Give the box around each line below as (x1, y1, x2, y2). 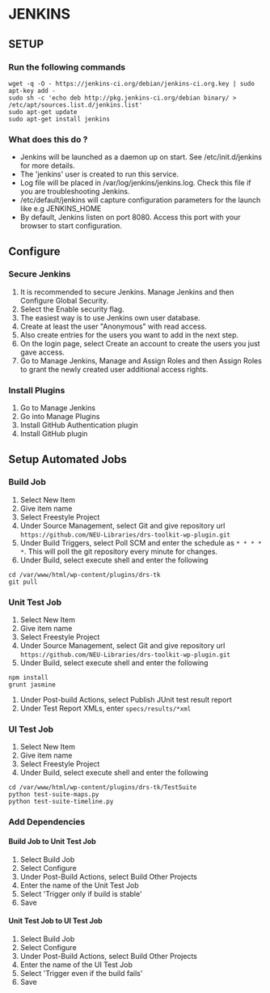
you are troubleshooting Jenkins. (19, 187, 130, 197)
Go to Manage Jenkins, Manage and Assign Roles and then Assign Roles (19, 355, 263, 365)
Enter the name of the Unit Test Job (19, 880, 139, 890)
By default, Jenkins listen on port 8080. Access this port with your (19, 212, 241, 223)
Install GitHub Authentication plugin (19, 420, 139, 430)
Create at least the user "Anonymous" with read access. (19, 321, 208, 331)
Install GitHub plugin (19, 429, 88, 439)
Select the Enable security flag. (19, 304, 124, 314)
